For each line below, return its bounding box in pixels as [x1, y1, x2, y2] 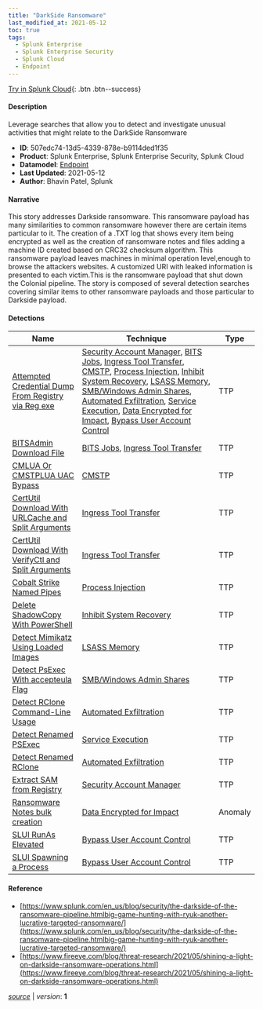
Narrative [8, 194, 40, 204]
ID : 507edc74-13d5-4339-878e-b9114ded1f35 [19, 143, 168, 152]
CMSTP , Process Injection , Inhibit [81, 366, 205, 377]
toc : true [8, 26, 41, 34]
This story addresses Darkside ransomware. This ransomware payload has [8, 212, 250, 221]
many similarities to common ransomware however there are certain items [8, 221, 247, 230]
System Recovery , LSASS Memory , [81, 376, 211, 387]
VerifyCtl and [12, 554, 60, 565]
